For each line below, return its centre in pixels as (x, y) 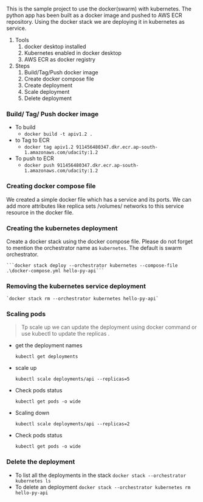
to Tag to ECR (32, 140)
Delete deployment (48, 98)
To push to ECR (34, 158)
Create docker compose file (59, 79)
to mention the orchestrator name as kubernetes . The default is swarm (94, 248)
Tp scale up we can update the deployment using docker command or (109, 327)
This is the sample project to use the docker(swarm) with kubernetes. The (99, 9)
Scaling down (32, 413)
